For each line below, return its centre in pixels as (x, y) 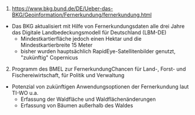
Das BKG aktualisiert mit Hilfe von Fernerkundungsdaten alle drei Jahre (98, 26)
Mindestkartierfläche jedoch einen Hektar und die (81, 39)
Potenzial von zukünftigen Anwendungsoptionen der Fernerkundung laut (100, 87)
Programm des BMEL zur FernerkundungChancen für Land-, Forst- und (99, 69)
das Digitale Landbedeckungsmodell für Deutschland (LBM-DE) (89, 32)
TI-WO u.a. (25, 93)
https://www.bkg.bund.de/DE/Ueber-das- (62, 9)
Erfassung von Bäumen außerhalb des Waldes (77, 105)
